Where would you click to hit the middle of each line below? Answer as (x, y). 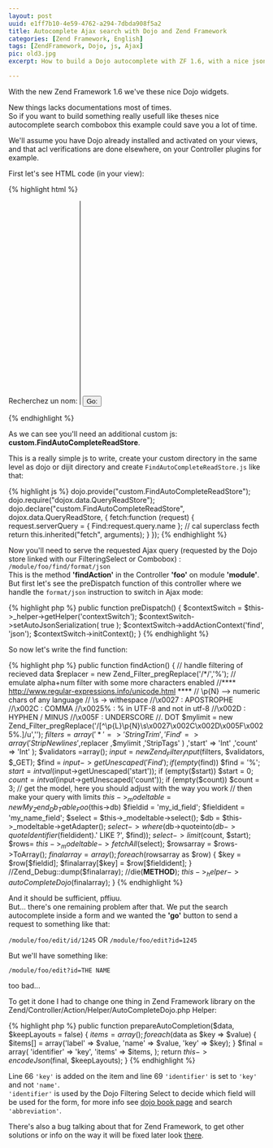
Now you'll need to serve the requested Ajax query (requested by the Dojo (133, 550)
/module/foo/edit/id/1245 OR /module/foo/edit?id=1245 (103, 940)
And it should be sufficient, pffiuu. (65, 898)
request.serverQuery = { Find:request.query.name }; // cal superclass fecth (134, 526)
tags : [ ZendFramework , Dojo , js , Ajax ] (76, 46)
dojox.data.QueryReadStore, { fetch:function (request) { (102, 517)
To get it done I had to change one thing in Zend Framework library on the (132, 1001)
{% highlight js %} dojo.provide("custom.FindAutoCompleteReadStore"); (130, 491)
